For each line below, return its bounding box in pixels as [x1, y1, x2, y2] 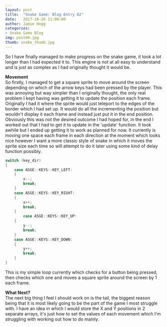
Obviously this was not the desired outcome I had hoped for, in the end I [5, 116, 154, 122]
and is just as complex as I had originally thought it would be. [5, 64, 131, 70]
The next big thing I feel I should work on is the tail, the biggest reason [5, 294, 150, 300]
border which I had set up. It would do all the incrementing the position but [5, 105, 159, 111]
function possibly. [5, 148, 42, 154]
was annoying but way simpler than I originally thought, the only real [5, 89, 146, 95]
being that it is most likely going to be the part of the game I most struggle [5, 300, 157, 306]
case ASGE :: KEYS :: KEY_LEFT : [14, 167, 72, 172]
